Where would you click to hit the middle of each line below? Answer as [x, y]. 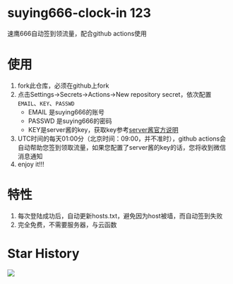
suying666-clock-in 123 [79, 13]
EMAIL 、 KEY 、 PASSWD [46, 103]
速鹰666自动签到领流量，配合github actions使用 [77, 33]
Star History [43, 254]
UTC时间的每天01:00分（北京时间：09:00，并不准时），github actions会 [122, 138]
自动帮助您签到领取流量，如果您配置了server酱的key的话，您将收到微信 [121, 147]
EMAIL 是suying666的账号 [66, 112]
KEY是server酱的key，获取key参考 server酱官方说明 [103, 129]
